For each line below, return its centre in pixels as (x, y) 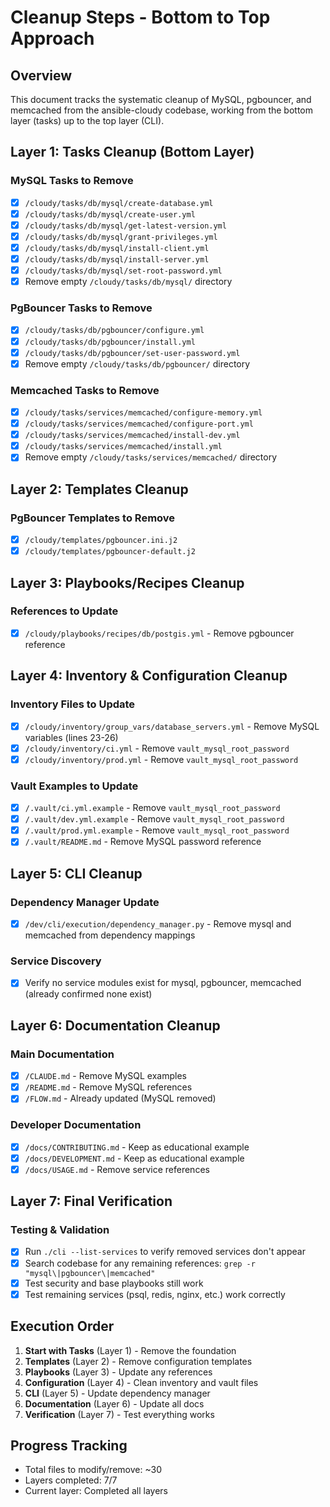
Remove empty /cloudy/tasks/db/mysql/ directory (128, 282)
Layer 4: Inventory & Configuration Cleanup (149, 676)
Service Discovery (56, 961)
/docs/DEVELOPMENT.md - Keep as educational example (134, 1158)
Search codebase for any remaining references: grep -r (140, 1263)
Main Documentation (62, 1054)
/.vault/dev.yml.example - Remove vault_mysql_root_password (154, 819)
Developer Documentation (76, 1125)
